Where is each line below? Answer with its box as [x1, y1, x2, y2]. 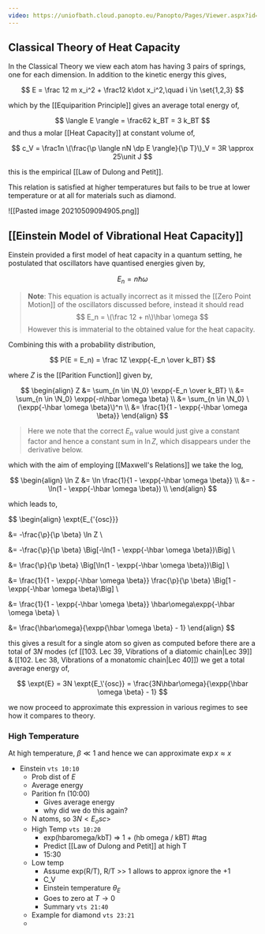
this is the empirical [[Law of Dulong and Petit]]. [8, 167, 164, 177]
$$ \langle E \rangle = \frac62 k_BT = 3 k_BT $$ [54, 116, 211, 126]
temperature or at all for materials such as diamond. [8, 191, 177, 201]
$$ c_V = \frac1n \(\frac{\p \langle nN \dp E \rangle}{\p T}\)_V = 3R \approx [11, 144, 254, 153]
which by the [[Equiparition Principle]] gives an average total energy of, [8, 100, 240, 111]
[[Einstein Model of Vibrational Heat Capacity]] [8, 229, 244, 242]
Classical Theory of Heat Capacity [8, 41, 181, 54]
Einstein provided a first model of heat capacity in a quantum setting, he [8, 250, 243, 260]
